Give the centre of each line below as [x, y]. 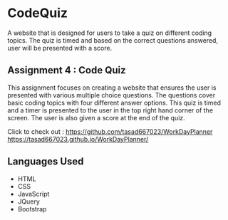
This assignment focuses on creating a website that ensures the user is [112, 88]
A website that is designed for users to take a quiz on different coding [110, 33]
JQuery [29, 201]
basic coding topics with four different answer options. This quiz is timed [114, 103]
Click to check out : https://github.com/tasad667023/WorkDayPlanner [110, 131]
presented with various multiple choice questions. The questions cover [112, 95]
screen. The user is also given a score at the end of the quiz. [96, 117]
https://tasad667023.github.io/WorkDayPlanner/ [78, 139]
